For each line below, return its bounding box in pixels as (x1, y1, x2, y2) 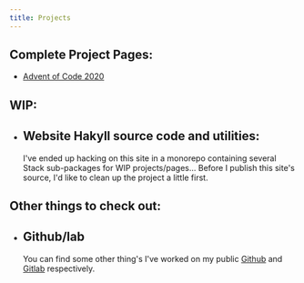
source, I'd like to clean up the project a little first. (22, 172, 208, 183)
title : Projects (9, 13, 71, 23)
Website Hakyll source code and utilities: (22, 128, 260, 144)
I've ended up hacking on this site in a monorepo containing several (22, 152, 277, 164)
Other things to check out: (9, 198, 162, 214)
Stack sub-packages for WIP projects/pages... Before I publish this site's (22, 162, 296, 173)
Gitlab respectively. (22, 263, 96, 274)
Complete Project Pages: (9, 47, 153, 63)
